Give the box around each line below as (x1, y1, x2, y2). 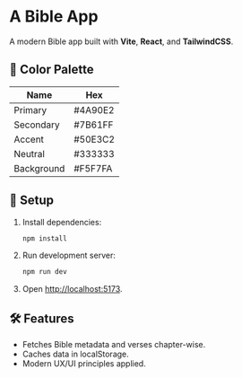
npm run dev (22, 268, 67, 277)
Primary (13, 103, 48, 116)
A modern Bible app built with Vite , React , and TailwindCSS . (9, 36, 234, 47)
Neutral (13, 147, 45, 160)
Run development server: (22, 250, 117, 261)
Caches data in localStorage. (22, 348, 130, 360)
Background (13, 162, 65, 174)
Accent (13, 133, 45, 145)
